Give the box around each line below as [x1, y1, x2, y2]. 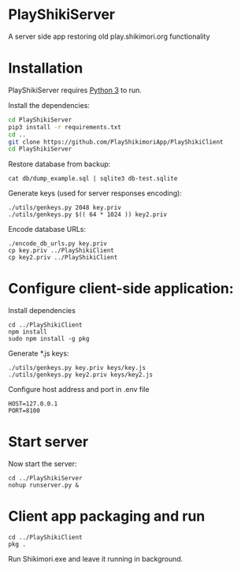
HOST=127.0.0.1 [8, 400, 58, 408]
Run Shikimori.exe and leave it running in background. [8, 554, 184, 564]
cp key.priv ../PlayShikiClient [8, 247, 114, 255]
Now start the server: [8, 459, 77, 468]
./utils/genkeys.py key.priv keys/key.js [8, 364, 146, 372]
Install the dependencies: [8, 100, 91, 110]
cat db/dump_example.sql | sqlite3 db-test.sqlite [8, 175, 178, 183]
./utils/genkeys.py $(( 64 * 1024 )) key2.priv [8, 211, 168, 218]
